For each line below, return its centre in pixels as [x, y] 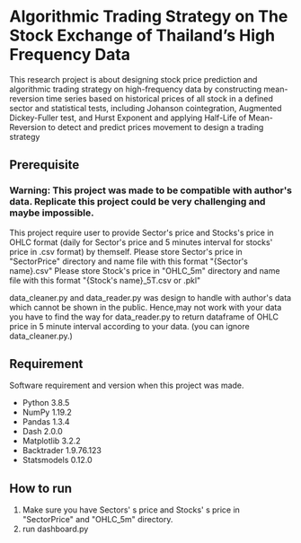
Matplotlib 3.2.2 [51, 441]
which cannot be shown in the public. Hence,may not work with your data [146, 307]
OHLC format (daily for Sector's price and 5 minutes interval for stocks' [141, 242]
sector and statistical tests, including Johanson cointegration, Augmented [146, 108]
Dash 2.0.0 [42, 432]
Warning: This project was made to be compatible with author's [151, 190]
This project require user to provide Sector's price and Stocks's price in [142, 232]
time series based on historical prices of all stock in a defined [160, 98]
